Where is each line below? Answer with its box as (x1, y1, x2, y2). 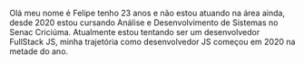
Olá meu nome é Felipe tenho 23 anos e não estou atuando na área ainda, (9, 8, 286, 18)
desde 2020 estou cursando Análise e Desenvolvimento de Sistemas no (9, 17, 279, 28)
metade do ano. (9, 46, 69, 57)
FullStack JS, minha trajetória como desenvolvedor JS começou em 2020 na (9, 36, 296, 47)
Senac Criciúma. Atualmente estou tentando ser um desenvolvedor (9, 27, 260, 37)
